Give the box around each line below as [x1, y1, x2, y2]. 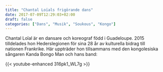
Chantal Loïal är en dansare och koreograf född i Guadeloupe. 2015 [5, 35, 144, 41]
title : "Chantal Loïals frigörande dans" [5, 7, 94, 13]
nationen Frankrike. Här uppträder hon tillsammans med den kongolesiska [5, 46, 158, 52]
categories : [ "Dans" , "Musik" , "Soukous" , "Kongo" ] [5, 21, 116, 27]
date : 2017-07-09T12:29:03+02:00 [5, 12, 75, 17]
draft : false [5, 17, 33, 22]
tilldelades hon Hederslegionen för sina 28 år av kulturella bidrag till [5, 41, 145, 47]
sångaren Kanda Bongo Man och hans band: [5, 51, 98, 57]
